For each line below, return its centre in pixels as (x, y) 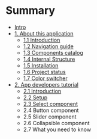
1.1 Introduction (42, 40)
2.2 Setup (35, 97)
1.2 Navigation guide (48, 46)
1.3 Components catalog (53, 52)
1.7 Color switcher (45, 78)
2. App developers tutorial (46, 84)
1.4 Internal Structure (49, 59)
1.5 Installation (41, 65)
